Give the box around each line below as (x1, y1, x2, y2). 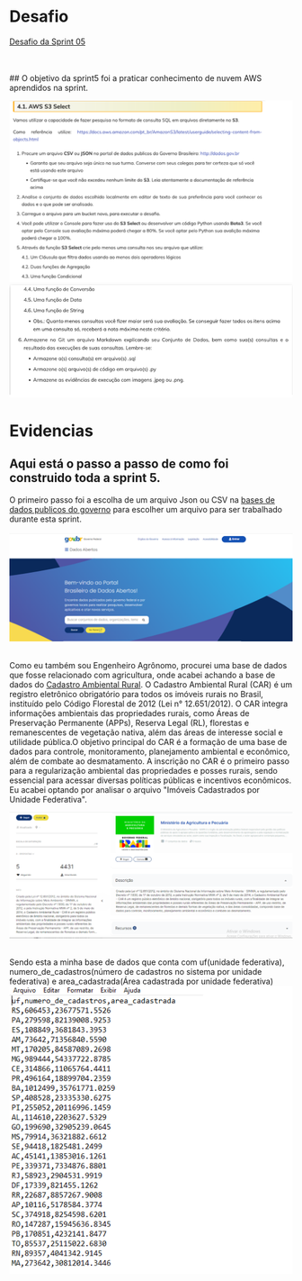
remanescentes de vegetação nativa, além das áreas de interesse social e (9, 727, 283, 738)
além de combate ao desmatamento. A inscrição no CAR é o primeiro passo (9, 755, 290, 767)
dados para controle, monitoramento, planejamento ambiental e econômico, (9, 746, 290, 757)
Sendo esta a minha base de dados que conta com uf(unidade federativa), (9, 957, 285, 968)
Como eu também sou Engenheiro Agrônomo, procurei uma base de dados (9, 659, 288, 670)
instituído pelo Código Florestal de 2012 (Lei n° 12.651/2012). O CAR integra (9, 698, 289, 709)
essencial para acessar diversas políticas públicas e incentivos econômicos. (9, 775, 292, 786)
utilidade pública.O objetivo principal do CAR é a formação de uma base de (9, 736, 288, 747)
